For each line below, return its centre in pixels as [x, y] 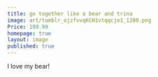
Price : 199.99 [28, 27]
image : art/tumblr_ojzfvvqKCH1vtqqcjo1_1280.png [79, 20]
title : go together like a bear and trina [70, 14]
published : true [31, 46]
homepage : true [29, 33]
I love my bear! [29, 66]
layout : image [28, 40]
